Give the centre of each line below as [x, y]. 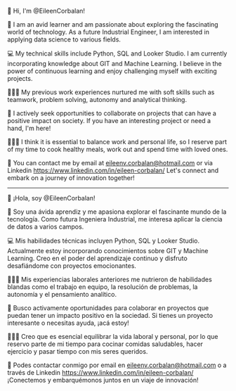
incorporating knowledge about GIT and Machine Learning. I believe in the [115, 64]
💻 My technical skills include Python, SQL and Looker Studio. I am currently [117, 53]
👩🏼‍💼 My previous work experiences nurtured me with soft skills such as [111, 92]
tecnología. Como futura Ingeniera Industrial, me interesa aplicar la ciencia [115, 219]
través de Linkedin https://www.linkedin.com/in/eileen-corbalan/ [100, 372]
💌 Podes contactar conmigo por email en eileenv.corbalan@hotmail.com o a [117, 365]
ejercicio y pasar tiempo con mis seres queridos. [78, 351]
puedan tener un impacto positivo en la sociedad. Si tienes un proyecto [110, 315]
